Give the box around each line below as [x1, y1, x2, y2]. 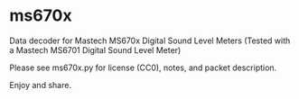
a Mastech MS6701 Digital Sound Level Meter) [9, 44, 182, 55]
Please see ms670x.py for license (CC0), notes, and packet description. [9, 62, 277, 73]
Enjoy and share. [9, 79, 72, 90]
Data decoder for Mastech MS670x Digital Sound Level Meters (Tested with [9, 35, 291, 46]
